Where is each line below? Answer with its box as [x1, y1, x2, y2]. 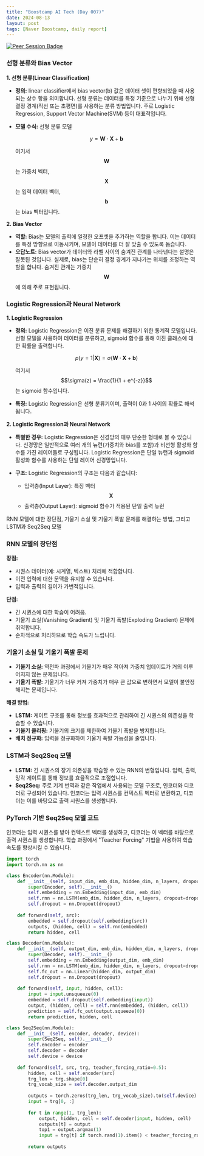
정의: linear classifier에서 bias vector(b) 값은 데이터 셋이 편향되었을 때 [15, 86, 184, 94]
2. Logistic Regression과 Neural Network [6, 420, 110, 428]
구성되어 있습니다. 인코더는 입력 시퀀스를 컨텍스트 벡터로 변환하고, [26, 789, 182, 797]
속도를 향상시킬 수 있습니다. [6, 844, 72, 851]
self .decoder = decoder [28, 1048, 88, 1054]
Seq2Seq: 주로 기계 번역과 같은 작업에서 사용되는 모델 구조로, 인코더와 [15, 781, 183, 789]
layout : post [6, 20, 39, 26]
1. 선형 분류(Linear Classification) [6, 74, 90, 81]
